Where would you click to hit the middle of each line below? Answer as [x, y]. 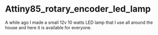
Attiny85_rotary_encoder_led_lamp [78, 9]
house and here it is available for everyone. [48, 27]
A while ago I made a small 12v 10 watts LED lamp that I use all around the [79, 22]
